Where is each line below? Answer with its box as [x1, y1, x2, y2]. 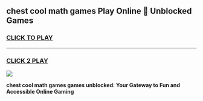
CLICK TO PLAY [6, 34, 53, 42]
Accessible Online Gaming [6, 88, 74, 95]
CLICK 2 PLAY [6, 56, 48, 65]
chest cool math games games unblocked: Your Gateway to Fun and [6, 81, 180, 88]
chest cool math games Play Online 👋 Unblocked [6, 6, 192, 16]
